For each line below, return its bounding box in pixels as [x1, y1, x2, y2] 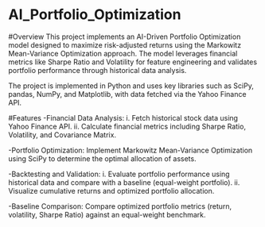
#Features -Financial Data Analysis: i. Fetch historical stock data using [8, 113, 239, 122]
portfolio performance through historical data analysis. [8, 65, 187, 75]
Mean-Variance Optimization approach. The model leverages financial [8, 48, 238, 58]
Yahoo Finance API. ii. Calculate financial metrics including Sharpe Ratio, [8, 121, 247, 131]
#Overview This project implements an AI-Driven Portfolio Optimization [8, 32, 241, 41]
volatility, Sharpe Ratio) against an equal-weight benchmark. [8, 210, 206, 219]
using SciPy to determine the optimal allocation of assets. [8, 153, 197, 164]
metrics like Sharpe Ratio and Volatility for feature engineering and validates [8, 57, 257, 67]
